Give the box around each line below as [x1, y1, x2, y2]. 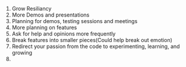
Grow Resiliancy [11, 5, 52, 12]
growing [11, 49, 33, 56]
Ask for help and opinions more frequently [11, 30, 116, 37]
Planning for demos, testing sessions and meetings [11, 18, 138, 24]
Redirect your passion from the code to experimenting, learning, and [11, 43, 180, 50]
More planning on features [11, 24, 77, 31]
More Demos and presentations [11, 11, 90, 18]
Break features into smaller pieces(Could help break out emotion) [11, 37, 173, 43]
